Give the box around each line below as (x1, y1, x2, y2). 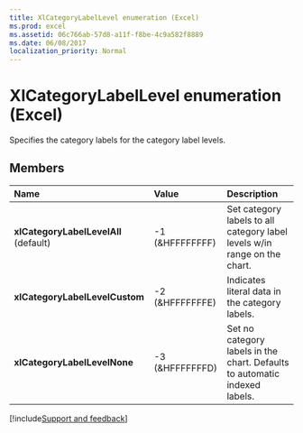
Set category (226, 202, 282, 215)
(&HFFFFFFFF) (153, 236, 216, 249)
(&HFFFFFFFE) (153, 296, 216, 309)
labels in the (226, 345, 278, 357)
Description (226, 187, 279, 199)
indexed (226, 378, 262, 391)
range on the (226, 247, 281, 260)
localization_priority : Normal (9, 47, 127, 56)
